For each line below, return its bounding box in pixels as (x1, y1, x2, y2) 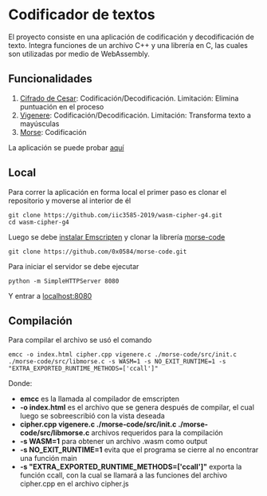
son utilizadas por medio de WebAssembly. (8, 49, 150, 58)
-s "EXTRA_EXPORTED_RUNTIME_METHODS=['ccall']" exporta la (19, 462, 242, 472)
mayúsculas (19, 118, 60, 129)
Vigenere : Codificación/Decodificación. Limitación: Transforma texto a (19, 110, 251, 120)
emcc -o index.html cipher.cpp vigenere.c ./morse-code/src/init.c (8, 351, 238, 359)
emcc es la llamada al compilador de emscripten (19, 394, 180, 404)
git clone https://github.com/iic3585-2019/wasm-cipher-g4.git (8, 211, 223, 219)
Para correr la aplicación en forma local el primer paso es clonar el (8, 187, 227, 196)
